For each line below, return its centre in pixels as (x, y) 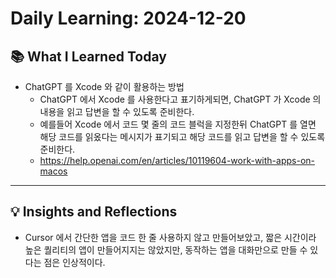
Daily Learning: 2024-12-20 (128, 18)
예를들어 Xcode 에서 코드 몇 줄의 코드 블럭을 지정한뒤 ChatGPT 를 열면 (178, 124)
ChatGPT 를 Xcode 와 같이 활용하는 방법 (104, 86)
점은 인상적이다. (74, 262)
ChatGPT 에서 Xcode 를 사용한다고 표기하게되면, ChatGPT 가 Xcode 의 (180, 99)
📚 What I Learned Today (88, 56)
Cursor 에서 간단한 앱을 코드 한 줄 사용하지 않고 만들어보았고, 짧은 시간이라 (170, 237)
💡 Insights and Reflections (94, 212)
